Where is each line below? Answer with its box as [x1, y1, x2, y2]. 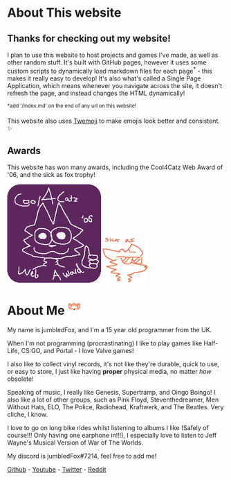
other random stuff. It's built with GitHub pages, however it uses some [7, 58, 207, 67]
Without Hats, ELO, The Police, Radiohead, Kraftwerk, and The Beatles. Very [7, 403, 224, 411]
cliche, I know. [7, 411, 48, 419]
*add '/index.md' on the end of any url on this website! [7, 102, 137, 109]
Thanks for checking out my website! [7, 33, 171, 44]
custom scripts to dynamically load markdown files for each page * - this [7, 66, 212, 75]
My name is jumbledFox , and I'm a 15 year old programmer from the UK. [7, 326, 212, 334]
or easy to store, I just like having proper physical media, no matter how [7, 368, 212, 376]
